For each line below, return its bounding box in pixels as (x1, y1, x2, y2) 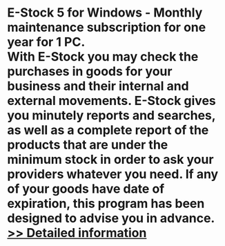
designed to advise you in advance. (7, 211, 215, 226)
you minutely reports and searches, (7, 108, 216, 124)
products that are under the (7, 137, 168, 153)
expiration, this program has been (7, 196, 205, 211)
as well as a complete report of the (7, 122, 209, 138)
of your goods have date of (7, 181, 165, 197)
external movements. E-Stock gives (7, 93, 216, 108)
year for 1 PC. (7, 35, 86, 50)
